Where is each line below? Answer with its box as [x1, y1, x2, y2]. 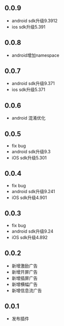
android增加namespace [11, 52, 60, 58]
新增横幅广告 [11, 281, 38, 287]
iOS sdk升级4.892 [11, 234, 48, 240]
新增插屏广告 [11, 275, 38, 281]
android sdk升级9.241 [11, 188, 55, 194]
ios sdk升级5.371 [11, 86, 45, 93]
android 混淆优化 [11, 115, 46, 121]
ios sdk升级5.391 [11, 24, 46, 30]
